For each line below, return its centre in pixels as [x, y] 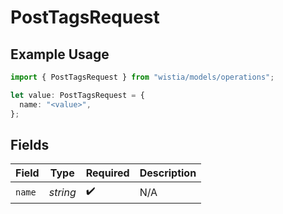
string [62, 192]
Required [107, 173]
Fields [30, 144]
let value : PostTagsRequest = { [77, 95]
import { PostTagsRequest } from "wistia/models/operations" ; [142, 77]
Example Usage [60, 54]
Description [168, 173]
